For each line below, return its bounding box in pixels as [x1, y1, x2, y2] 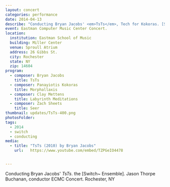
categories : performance [5, 12, 58, 17]
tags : [5, 119, 17, 125]
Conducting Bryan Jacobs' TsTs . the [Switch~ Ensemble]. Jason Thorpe [5, 170, 156, 176]
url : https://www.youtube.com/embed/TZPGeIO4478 [14, 148, 123, 153]
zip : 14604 [10, 64, 33, 69]
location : [5, 31, 26, 36]
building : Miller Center [10, 40, 62, 45]
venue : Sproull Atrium [10, 45, 58, 50]
